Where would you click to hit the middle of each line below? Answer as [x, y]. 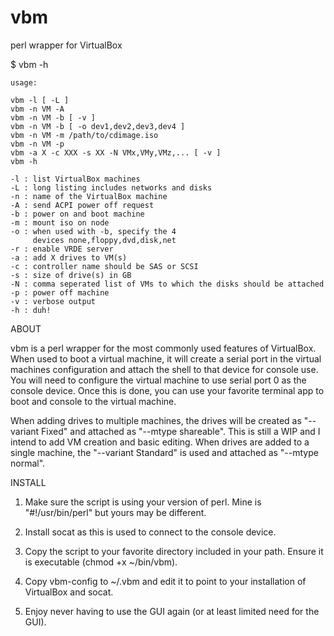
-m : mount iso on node [60, 222]
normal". [28, 463]
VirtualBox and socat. [69, 592]
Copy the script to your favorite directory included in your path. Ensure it [174, 551]
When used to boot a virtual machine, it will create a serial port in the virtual [166, 358]
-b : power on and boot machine [77, 214]
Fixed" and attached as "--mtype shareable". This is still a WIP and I [181, 431]
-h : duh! [31, 310]
